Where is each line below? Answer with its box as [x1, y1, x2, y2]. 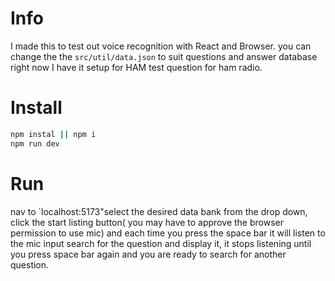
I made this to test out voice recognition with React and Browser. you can [10, 40, 312, 52]
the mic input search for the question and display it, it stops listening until [10, 237, 312, 249]
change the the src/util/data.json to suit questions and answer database [10, 50, 318, 62]
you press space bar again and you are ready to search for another [10, 248, 287, 260]
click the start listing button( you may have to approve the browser [10, 216, 284, 228]
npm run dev [10, 138, 60, 149]
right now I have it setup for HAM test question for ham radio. [10, 61, 263, 73]
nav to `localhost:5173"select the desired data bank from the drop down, [10, 205, 308, 217]
